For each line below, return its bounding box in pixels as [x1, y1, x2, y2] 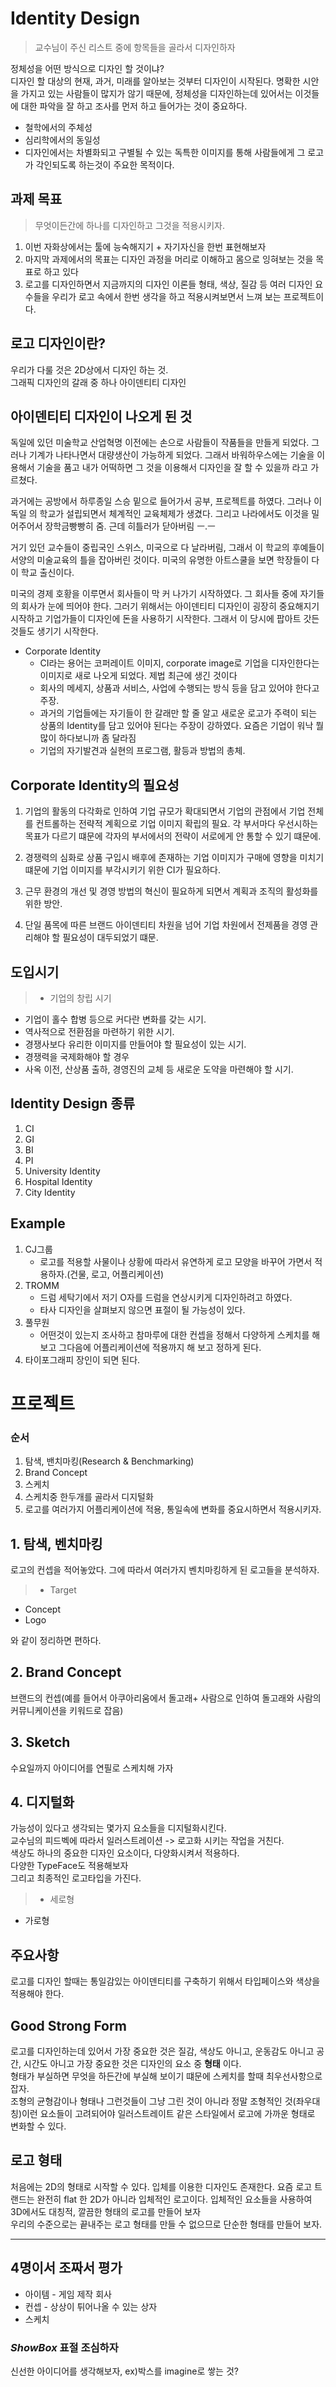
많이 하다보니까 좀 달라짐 [39, 732, 137, 744]
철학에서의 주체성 [24, 121, 93, 133]
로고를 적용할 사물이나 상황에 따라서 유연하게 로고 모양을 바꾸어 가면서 [39, 1255, 313, 1267]
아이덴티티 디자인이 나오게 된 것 [10, 408, 193, 425]
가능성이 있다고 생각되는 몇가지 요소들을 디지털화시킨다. [10, 1822, 227, 1834]
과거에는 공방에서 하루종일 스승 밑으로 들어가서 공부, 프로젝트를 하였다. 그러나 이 [10, 495, 323, 507]
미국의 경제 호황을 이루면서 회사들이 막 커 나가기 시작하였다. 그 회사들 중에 [10, 588, 298, 600]
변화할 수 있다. [10, 2120, 67, 2132]
